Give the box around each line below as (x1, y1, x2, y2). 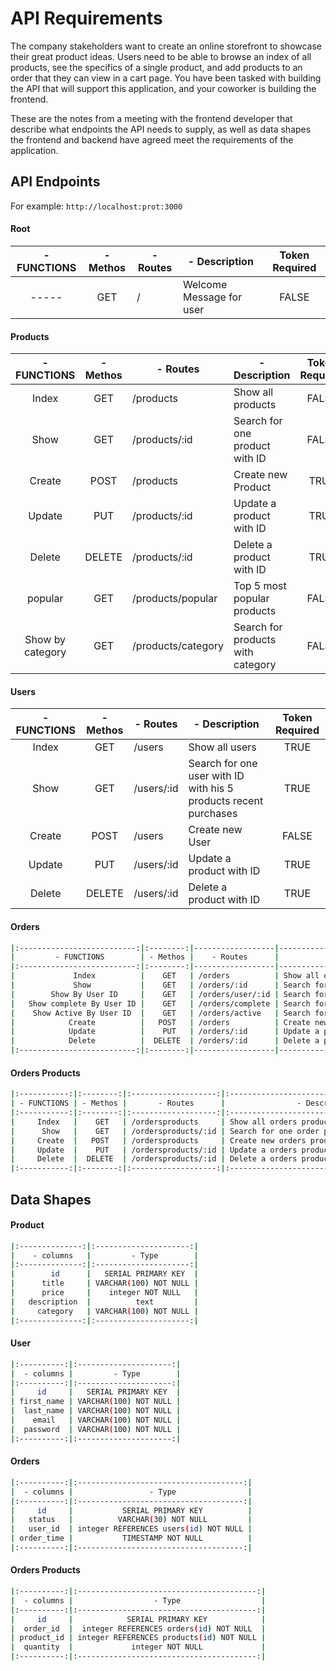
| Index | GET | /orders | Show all (10, 971, 320, 981)
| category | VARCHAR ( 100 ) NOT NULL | (10, 1306, 199, 1316)
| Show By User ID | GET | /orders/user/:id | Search (10, 989, 311, 999)
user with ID (188, 769, 245, 783)
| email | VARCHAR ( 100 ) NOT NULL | (10, 1415, 182, 1426)
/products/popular (132, 592, 218, 606)
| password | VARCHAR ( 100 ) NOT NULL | (10, 1424, 182, 1434)
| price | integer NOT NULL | (10, 1288, 199, 1298)
